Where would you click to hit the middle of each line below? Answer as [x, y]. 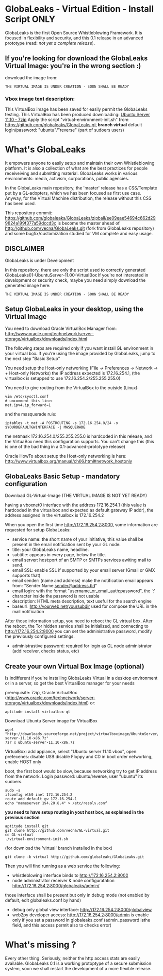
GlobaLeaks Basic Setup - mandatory [63, 476]
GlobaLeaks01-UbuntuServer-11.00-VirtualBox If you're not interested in [77, 275]
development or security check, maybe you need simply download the [75, 280]
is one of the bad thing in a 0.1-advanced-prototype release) [65, 446]
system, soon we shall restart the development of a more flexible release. [78, 969]
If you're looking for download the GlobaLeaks [76, 59]
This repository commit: [29, 213]
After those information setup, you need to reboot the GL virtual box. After [79, 621]
